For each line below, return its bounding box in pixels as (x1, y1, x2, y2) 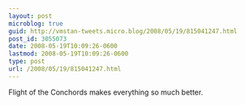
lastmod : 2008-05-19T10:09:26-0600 (8, 50, 129, 58)
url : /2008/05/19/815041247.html (8, 65, 122, 73)
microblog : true (8, 20, 63, 28)
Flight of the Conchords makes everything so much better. (8, 87, 204, 97)
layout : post (8, 11, 53, 20)
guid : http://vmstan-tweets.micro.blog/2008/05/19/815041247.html (8, 27, 238, 35)
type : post (8, 58, 45, 66)
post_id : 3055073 (8, 34, 67, 43)
